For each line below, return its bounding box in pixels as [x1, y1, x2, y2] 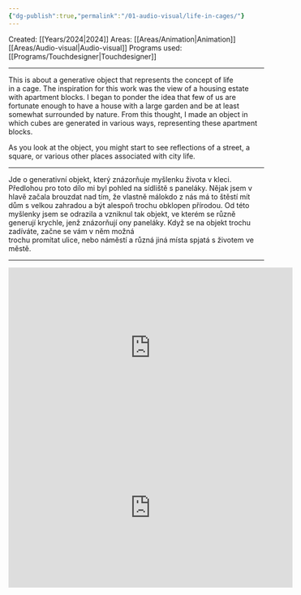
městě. [8, 243, 32, 253]
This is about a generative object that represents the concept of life [8, 75, 234, 85]
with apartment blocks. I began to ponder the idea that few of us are [8, 92, 237, 102]
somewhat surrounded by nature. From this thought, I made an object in [8, 109, 248, 119]
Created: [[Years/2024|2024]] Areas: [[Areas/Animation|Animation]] [8, 34, 236, 44]
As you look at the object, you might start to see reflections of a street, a [8, 142, 250, 152]
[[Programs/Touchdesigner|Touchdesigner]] [8, 51, 157, 61]
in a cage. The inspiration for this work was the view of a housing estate [8, 83, 249, 93]
